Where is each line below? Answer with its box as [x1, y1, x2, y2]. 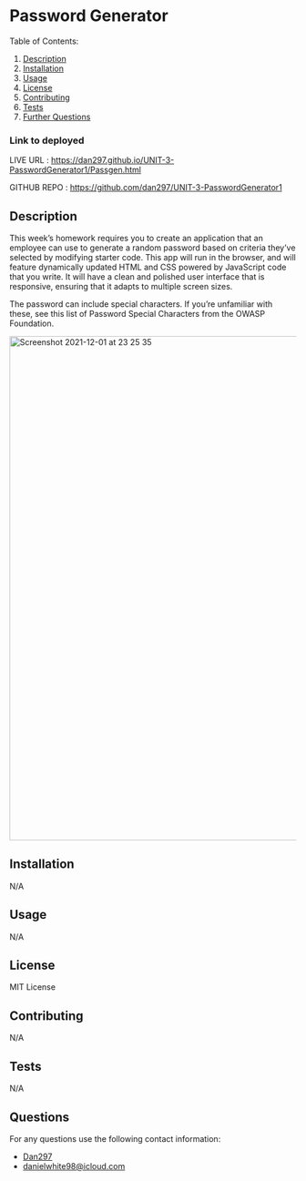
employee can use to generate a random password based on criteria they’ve [9, 242, 296, 253]
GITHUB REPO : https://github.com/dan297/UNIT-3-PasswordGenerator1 [9, 182, 282, 193]
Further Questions [22, 111, 91, 122]
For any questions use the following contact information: [9, 1133, 221, 1144]
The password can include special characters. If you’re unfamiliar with [9, 299, 273, 310]
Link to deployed [9, 134, 85, 147]
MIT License [9, 982, 56, 993]
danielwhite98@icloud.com [22, 1160, 126, 1171]
